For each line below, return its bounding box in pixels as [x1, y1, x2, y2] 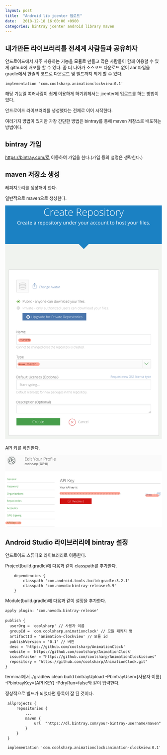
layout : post [5, 8, 32, 13]
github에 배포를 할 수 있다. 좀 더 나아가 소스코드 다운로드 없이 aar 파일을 [10, 65, 150, 71]
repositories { [16, 706, 48, 711]
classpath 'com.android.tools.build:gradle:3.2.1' [23, 578, 130, 584]
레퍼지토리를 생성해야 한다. [5, 184, 57, 190]
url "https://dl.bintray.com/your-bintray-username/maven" [34, 721, 162, 726]
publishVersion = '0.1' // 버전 [9, 639, 75, 644]
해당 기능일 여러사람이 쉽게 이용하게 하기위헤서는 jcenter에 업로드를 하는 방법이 [5, 91, 159, 97]
